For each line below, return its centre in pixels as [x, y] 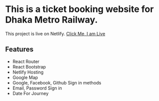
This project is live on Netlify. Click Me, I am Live [55, 33]
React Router [26, 61]
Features [19, 49]
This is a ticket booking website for [79, 9]
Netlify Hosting [28, 72]
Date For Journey [30, 93]
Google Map [25, 77]
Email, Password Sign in [37, 88]
